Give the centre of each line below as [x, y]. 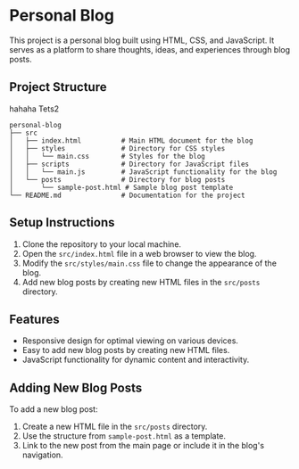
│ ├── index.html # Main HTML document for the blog [131, 140]
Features [34, 319]
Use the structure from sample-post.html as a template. [124, 436]
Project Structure [58, 87]
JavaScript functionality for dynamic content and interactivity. [136, 360]
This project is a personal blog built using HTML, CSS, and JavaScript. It [142, 40]
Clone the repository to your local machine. [101, 244]
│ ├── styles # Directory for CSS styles [117, 148]
